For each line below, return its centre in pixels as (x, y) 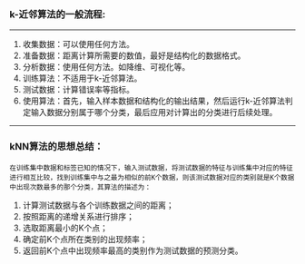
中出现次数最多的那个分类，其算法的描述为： (80, 187)
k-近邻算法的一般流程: (58, 14)
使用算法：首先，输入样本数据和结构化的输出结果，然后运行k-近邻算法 (154, 101)
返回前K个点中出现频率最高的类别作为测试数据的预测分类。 (133, 250)
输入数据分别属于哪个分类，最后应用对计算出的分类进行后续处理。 (154, 112)
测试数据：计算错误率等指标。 (78, 90)
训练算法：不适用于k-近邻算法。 (82, 78)
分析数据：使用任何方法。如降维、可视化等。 (106, 67)
